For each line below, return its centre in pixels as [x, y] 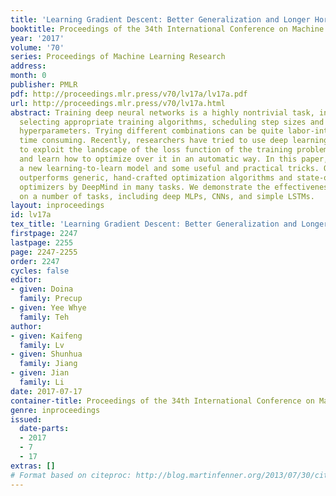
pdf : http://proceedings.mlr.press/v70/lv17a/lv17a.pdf [129, 94]
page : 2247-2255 [44, 252]
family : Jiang [48, 364]
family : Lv [42, 345]
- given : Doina [42, 289]
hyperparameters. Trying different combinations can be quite [151, 131]
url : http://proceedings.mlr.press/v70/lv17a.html [118, 103]
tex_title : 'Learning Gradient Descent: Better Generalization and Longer [169, 224]
